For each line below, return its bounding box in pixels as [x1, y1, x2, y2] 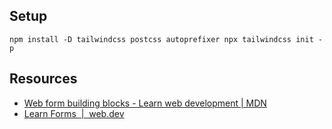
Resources [9, 70, 78, 88]
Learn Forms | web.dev [23, 107, 125, 119]
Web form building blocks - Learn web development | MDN [23, 97, 267, 109]
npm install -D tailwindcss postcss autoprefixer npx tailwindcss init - [9, 34, 324, 44]
